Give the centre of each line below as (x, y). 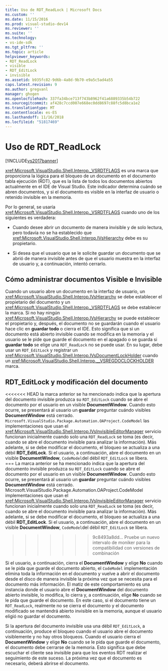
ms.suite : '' (19, 33)
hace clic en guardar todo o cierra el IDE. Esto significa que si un (72, 329)
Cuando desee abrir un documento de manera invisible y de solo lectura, (88, 227)
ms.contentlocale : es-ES (31, 113)
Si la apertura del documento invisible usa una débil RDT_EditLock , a (75, 626)
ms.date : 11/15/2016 (27, 19)
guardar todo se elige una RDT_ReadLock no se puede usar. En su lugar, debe (84, 345)
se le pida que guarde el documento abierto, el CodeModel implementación (81, 569)
